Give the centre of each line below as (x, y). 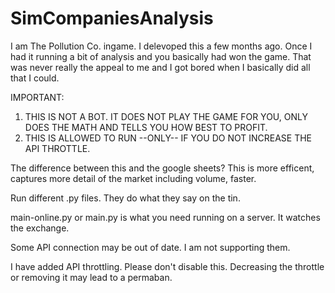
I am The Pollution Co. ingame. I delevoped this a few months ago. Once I (161, 46)
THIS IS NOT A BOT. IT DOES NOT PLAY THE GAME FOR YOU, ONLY (166, 116)
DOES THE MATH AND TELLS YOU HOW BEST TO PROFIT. (146, 127)
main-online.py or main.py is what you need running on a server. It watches (165, 217)
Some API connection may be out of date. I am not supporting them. (150, 247)
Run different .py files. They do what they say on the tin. (125, 198)
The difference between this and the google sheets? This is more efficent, (162, 168)
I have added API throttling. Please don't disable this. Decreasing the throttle (167, 266)
